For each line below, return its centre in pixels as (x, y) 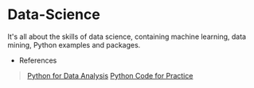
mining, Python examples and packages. (74, 44)
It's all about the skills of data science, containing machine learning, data (127, 36)
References (38, 60)
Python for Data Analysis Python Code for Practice (110, 75)
